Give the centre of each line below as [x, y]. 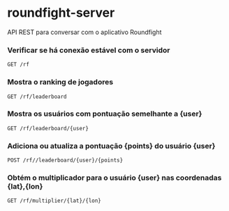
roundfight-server [61, 13]
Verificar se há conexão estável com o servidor [89, 50]
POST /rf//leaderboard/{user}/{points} [65, 161]
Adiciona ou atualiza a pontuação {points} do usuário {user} [111, 146]
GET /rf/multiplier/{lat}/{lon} [54, 201]
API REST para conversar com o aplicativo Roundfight [84, 32]
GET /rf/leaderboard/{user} [48, 128]
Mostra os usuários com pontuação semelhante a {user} [105, 114]
